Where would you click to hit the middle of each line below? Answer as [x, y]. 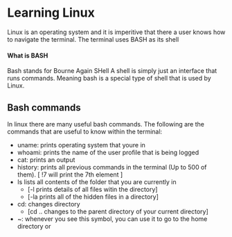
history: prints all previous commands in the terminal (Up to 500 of [112, 167]
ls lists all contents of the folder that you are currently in [97, 181]
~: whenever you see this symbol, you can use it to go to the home [112, 219]
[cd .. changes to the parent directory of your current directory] [118, 211]
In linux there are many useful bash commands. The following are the [106, 124]
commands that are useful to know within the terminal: [85, 131]
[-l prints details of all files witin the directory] [92, 189]
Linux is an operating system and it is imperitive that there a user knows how [116, 32]
